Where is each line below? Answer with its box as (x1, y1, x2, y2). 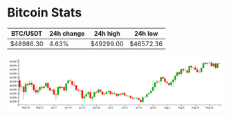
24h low (133, 30, 158, 38)
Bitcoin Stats (7, 5, 82, 21)
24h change (49, 30, 85, 38)
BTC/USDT (11, 30, 43, 38)
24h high (93, 30, 121, 38)
